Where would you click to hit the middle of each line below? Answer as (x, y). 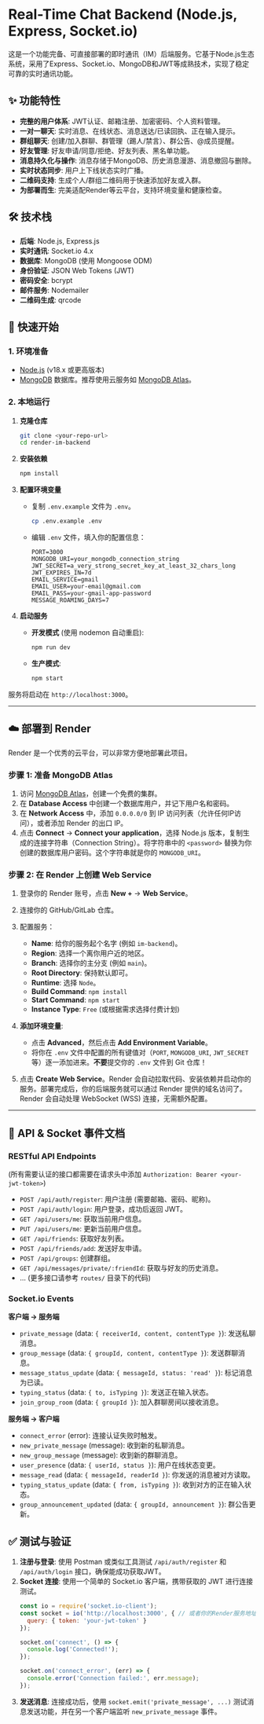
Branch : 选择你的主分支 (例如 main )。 (91, 963)
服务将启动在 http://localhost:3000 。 (70, 694)
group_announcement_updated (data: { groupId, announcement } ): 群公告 (134, 1504)
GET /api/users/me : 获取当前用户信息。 (82, 1219)
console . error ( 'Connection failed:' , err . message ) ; (114, 1678)
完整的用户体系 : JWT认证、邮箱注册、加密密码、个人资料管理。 (122, 121)
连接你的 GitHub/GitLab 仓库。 (69, 910)
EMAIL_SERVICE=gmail (65, 580)
